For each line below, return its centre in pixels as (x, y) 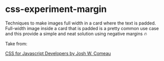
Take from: (16, 43)
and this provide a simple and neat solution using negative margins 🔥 (76, 33)
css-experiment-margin (56, 9)
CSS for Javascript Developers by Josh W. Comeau (58, 53)
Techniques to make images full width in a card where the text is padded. (80, 23)
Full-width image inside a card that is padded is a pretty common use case (82, 28)
